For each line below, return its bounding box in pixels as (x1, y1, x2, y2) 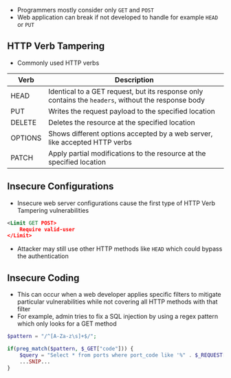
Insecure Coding (7, 272, 80, 284)
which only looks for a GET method (16, 319, 117, 328)
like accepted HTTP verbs (47, 137, 132, 147)
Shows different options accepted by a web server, (47, 129, 213, 138)
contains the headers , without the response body (47, 95, 205, 105)
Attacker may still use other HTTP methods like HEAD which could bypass (16, 244, 223, 253)
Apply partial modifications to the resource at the (47, 148, 206, 158)
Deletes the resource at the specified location (47, 117, 195, 127)
